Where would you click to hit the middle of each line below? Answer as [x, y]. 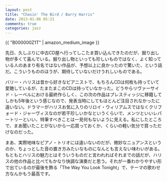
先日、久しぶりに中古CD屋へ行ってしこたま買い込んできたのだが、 [74, 53]
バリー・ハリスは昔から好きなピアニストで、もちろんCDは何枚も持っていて [82, 82]
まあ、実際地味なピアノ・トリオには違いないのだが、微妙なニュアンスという [83, 143]
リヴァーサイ [146, 88]
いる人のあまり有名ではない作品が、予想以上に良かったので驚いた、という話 [84, 65]
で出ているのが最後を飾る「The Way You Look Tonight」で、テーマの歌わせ [83, 168]
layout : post [19, 10]
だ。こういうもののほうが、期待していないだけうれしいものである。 [75, 72]
